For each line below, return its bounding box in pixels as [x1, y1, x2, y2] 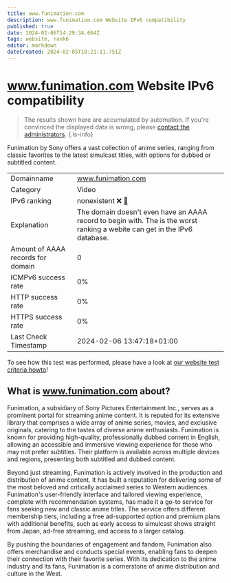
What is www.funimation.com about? [7, 385, 170, 397]
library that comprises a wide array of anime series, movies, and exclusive [7, 418, 217, 427]
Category [10, 184, 41, 194]
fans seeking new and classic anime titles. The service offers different [7, 505, 206, 513]
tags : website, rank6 [7, 36, 69, 43]
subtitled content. [7, 158, 57, 166]
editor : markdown [7, 42, 57, 49]
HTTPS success [10, 312, 63, 321]
